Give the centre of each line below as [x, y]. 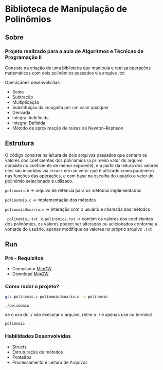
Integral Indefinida [30, 117]
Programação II [23, 57]
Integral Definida [29, 123]
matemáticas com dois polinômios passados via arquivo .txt [65, 73]
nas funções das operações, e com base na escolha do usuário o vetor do [80, 176]
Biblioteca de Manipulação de [66, 9]
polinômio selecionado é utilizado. [39, 181]
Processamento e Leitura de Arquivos [50, 362]
